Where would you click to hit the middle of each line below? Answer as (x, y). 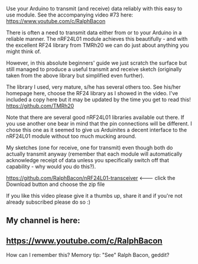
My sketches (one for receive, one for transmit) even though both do (90, 148)
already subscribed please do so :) (48, 202)
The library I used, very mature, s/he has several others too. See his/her (94, 87)
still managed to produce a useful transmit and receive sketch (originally (94, 69)
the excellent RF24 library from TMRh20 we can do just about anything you (98, 45)
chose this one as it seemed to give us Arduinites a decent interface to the (97, 130)
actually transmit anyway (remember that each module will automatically (94, 154)
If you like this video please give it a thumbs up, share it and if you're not (94, 196)
